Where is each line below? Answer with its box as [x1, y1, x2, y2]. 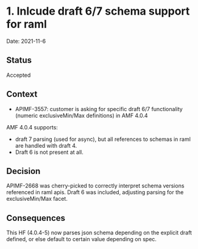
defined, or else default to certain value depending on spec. [6, 236, 157, 243]
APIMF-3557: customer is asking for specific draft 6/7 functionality [15, 105, 183, 112]
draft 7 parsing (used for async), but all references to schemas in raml [15, 135, 191, 143]
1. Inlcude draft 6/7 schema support [6, 4, 190, 18]
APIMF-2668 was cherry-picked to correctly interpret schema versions [6, 182, 185, 190]
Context [6, 89, 38, 99]
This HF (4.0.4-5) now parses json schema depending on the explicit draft [6, 229, 192, 236]
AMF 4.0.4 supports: [6, 123, 58, 131]
